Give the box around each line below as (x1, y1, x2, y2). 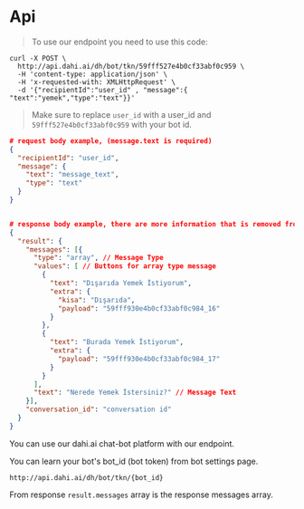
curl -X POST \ (9, 53, 67, 62)
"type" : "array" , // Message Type (33, 254, 165, 263)
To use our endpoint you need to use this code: (31, 36, 208, 47)
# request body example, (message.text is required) (9, 136, 213, 146)
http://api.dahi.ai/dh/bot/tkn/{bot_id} (9, 473, 165, 482)
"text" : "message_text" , (25, 170, 119, 179)
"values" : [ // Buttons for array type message (33, 262, 217, 271)
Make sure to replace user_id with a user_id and (31, 109, 212, 120)
